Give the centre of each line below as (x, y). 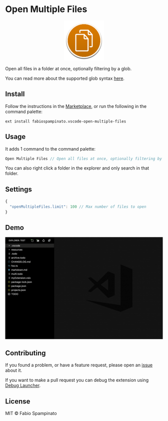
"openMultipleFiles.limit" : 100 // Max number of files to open (78, 207)
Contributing (25, 353)
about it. (14, 370)
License (18, 401)
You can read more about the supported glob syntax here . (65, 78)
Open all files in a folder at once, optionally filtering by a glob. (68, 68)
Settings (19, 189)
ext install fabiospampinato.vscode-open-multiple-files (66, 121)
